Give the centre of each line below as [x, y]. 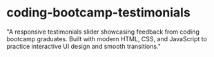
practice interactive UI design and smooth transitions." [84, 46]
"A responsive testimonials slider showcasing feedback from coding [103, 32]
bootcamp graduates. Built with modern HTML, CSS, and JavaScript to [107, 38]
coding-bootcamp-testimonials [98, 13]
